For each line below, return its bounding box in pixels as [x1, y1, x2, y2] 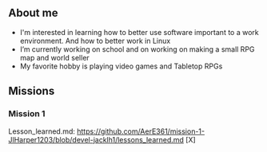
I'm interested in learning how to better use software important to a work [19, 27, 259, 37]
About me [8, 6, 58, 20]
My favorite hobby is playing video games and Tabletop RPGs [19, 61, 223, 71]
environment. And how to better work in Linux [19, 36, 171, 45]
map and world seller [19, 53, 90, 62]
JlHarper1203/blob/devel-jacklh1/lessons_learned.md [8, 134, 184, 144]
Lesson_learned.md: [8, 127, 76, 136]
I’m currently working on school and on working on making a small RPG [19, 44, 255, 54]
